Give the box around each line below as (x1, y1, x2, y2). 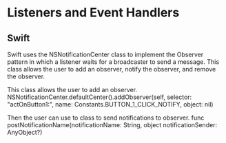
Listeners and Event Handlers (7, 5, 180, 21)
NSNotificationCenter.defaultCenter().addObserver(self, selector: (7, 93, 192, 101)
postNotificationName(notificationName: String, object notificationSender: (7, 121, 218, 129)
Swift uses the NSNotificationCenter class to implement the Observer (7, 50, 204, 58)
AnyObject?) (7, 129, 43, 136)
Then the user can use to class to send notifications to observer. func (7, 113, 205, 122)
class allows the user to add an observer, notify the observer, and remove (7, 65, 216, 73)
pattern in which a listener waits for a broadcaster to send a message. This (7, 58, 219, 66)
